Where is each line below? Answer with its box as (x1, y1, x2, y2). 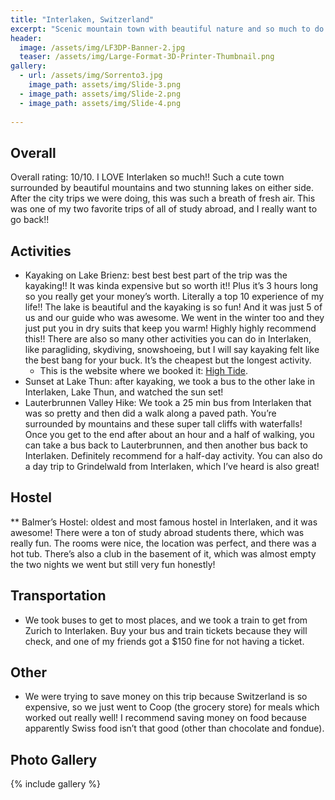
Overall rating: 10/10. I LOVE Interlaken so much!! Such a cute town (10, 171, 285, 183)
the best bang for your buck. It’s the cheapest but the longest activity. (24, 354, 312, 366)
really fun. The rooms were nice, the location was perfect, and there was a (10, 537, 317, 549)
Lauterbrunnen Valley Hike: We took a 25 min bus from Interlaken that (24, 397, 312, 408)
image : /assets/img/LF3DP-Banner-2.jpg (19, 42, 186, 53)
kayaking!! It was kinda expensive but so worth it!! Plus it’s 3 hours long (24, 280, 319, 291)
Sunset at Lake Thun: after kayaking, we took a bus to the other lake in (24, 376, 316, 387)
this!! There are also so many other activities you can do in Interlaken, (24, 333, 312, 345)
